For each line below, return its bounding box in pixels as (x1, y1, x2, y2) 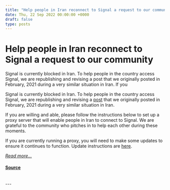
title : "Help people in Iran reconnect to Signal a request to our (5, 7, 151, 13)
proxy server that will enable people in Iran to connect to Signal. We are (5, 117, 154, 123)
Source (5, 164, 21, 170)
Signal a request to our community (5, 54, 153, 66)
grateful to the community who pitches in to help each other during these (5, 122, 158, 129)
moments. (5, 128, 26, 134)
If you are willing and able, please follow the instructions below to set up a (5, 112, 159, 118)
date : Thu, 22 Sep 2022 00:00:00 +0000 (5, 12, 90, 17)
